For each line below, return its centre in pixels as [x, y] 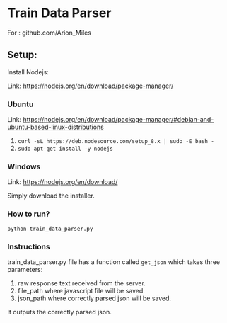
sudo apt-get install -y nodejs [65, 149]
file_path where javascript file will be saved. [81, 290]
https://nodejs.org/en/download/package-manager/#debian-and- [118, 120]
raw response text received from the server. [82, 283]
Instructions [29, 246]
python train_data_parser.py [50, 229]
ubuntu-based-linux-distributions [56, 127]
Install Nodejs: [28, 72]
